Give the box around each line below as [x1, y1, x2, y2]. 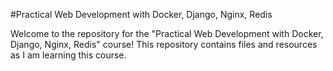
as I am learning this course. [10, 49, 127, 61]
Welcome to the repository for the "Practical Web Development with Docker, [10, 28, 324, 39]
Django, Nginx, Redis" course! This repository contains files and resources [10, 39, 318, 50]
